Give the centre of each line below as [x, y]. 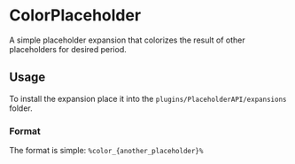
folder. [21, 108]
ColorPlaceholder [75, 16]
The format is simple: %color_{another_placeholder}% [106, 151]
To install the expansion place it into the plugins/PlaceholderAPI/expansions [148, 98]
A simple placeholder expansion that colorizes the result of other [127, 40]
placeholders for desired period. [68, 49]
